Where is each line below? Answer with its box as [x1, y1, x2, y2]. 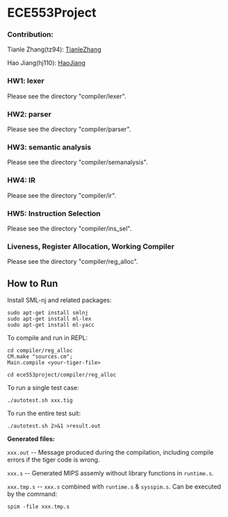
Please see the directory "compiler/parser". [7, 125, 131, 133]
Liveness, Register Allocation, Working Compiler [7, 241, 175, 251]
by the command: [7, 490, 58, 498]
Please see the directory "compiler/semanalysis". [7, 158, 148, 167]
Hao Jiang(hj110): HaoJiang [7, 59, 85, 67]
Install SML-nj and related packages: [7, 296, 113, 305]
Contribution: [7, 30, 54, 40]
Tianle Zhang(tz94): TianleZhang [7, 45, 101, 53]
